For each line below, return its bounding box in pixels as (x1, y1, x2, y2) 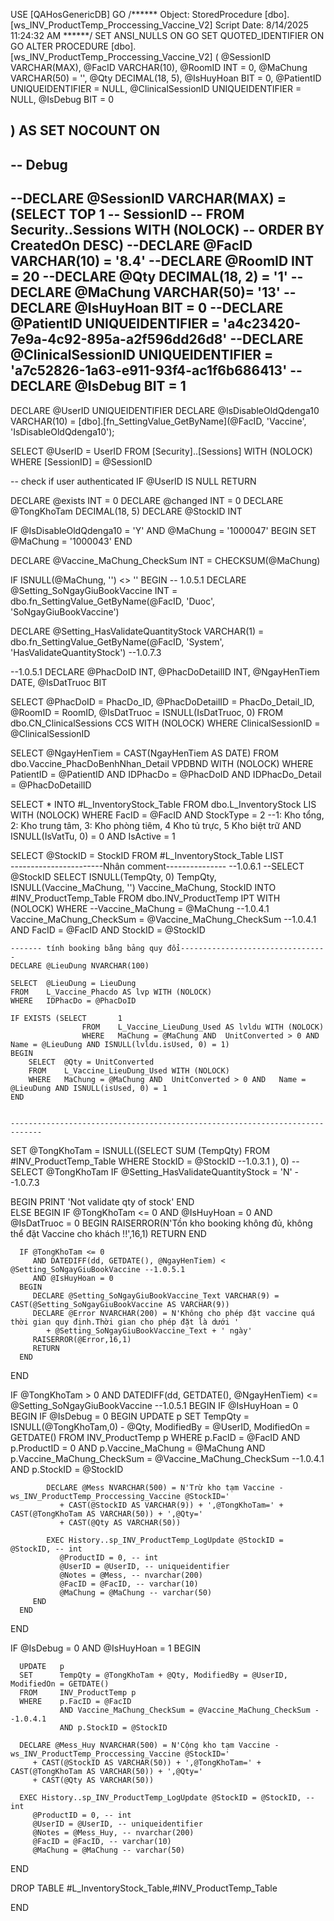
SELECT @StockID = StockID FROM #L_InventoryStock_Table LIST (10, 849, 285, 861)
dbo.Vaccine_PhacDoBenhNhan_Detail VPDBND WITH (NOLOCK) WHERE (10, 757, 314, 769)
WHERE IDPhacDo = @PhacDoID (10, 995, 137, 1006)
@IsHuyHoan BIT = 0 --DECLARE (74, 300, 284, 317)
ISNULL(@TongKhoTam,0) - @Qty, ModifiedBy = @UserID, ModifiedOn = (10, 1420, 311, 1433)
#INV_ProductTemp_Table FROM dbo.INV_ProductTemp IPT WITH (10, 892, 281, 904)
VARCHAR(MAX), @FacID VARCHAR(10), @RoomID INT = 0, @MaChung (10, 62, 308, 73)
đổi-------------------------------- (166, 943, 325, 953)
